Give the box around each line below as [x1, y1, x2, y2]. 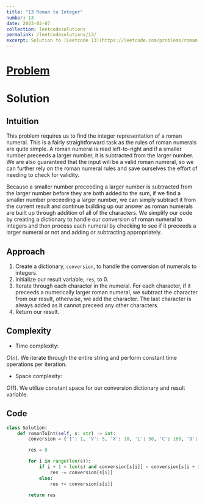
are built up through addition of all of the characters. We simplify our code [6, 209, 193, 217]
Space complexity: [15, 372, 62, 379]
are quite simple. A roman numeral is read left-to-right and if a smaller [6, 145, 182, 153]
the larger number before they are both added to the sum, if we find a [6, 190, 181, 197]
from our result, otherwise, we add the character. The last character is [15, 295, 192, 302]
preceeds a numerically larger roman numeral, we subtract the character [15, 289, 198, 296]
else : [38, 475, 53, 481]
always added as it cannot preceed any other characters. [15, 302, 159, 309]
